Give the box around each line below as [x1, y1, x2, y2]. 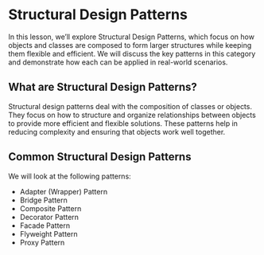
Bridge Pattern [19, 195, 68, 205]
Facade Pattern [19, 221, 70, 230]
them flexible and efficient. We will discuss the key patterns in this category [8, 49, 256, 58]
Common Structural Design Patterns [8, 150, 192, 164]
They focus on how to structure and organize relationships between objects [8, 110, 256, 120]
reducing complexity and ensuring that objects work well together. [8, 127, 226, 136]
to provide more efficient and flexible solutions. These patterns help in [8, 118, 239, 128]
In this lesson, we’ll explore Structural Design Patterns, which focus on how [8, 32, 254, 41]
